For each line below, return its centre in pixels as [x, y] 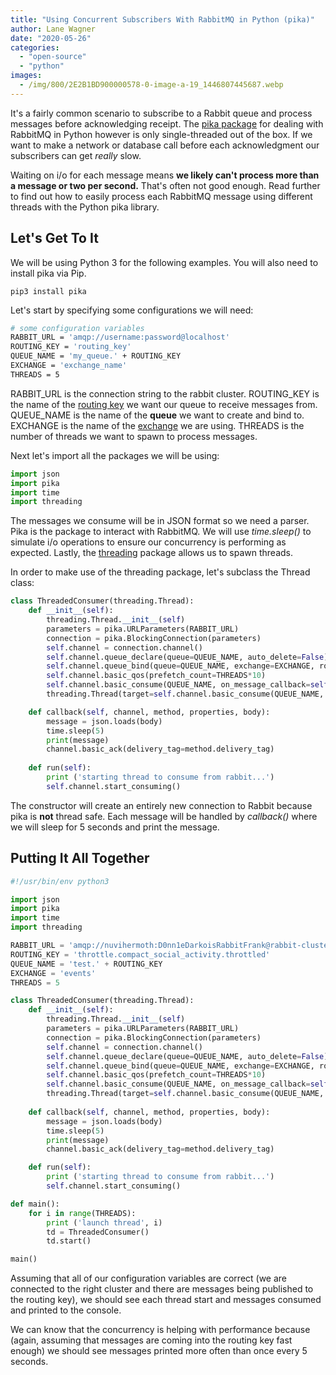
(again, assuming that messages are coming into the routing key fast [151, 1340]
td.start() [69, 1241]
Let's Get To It [54, 238]
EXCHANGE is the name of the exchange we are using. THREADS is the [157, 425]
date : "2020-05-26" [51, 38]
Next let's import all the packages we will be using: [115, 455]
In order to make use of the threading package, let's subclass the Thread [160, 572]
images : [26, 76]
